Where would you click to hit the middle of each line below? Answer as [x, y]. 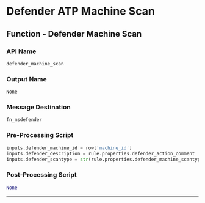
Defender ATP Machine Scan [81, 11]
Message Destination [39, 107]
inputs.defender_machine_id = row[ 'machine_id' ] [69, 148]
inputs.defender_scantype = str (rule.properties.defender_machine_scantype [105, 159]
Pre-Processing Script [40, 135]
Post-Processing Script [42, 175]
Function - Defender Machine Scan [74, 34]
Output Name [27, 79]
